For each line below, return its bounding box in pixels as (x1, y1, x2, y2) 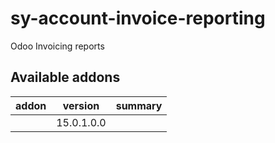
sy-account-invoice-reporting (10, 7, 266, 30)
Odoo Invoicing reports (10, 40, 105, 52)
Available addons (10, 69, 121, 86)
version (62, 98, 100, 112)
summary (115, 98, 163, 112)
